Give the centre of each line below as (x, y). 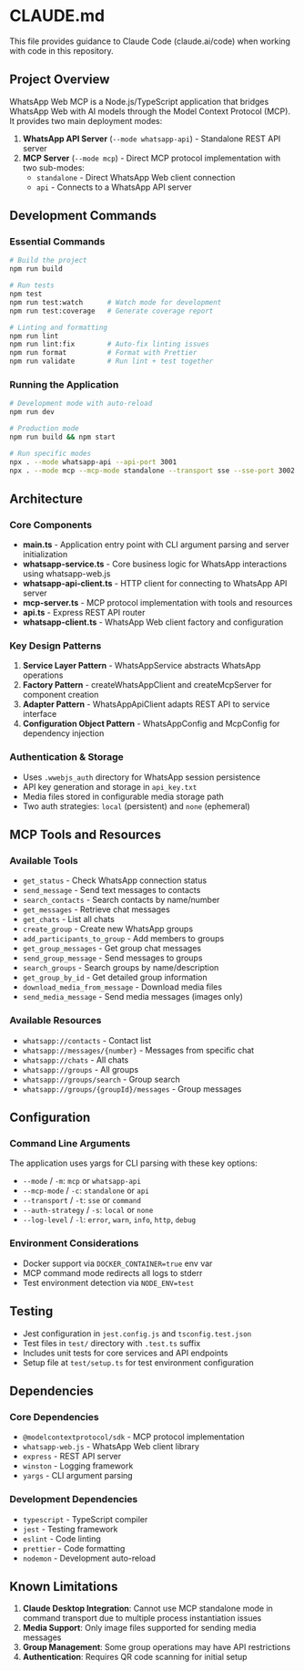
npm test (26, 294)
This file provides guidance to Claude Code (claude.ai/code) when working (150, 41)
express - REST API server (71, 1457)
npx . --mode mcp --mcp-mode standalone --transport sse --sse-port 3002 (152, 471)
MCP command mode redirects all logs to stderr (112, 1272)
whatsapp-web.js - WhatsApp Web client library (111, 1447)
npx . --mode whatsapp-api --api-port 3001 (93, 462)
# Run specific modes (51, 453)
